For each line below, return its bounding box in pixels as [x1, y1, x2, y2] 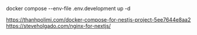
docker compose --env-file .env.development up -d [6, 5, 131, 12]
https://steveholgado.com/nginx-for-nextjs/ [6, 23, 111, 29]
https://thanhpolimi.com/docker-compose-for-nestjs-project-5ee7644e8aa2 [6, 16, 191, 23]
